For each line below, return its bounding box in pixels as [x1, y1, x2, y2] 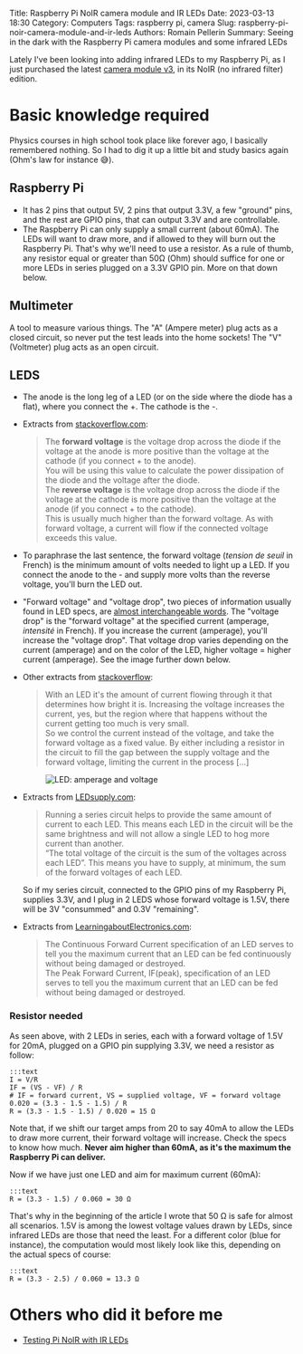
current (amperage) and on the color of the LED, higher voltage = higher [22, 645, 291, 656]
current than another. [44, 838, 125, 850]
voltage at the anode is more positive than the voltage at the [44, 446, 270, 456]
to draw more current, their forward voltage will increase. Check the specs [9, 1132, 287, 1143]
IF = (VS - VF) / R [9, 1082, 83, 1092]
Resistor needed [9, 1010, 83, 1023]
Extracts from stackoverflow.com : [22, 418, 148, 429]
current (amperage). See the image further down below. [22, 654, 232, 665]
